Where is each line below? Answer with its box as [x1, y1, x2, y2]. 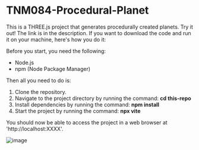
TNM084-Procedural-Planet [6, 4, 149, 17]
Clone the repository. [14, 88, 67, 95]
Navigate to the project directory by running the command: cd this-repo [14, 95, 191, 102]
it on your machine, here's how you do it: [6, 36, 106, 43]
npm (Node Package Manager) [14, 65, 91, 72]
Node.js [14, 59, 34, 66]
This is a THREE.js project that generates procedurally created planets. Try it [6, 23, 193, 30]
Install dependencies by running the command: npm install [14, 101, 159, 108]
